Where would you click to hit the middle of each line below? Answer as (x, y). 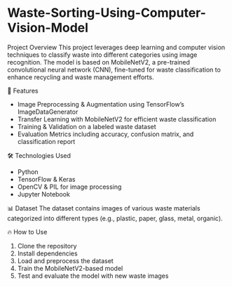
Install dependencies (48, 253)
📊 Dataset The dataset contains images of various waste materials (104, 208)
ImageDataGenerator (48, 112)
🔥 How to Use (27, 232)
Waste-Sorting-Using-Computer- (107, 13)
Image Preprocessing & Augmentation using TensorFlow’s (101, 104)
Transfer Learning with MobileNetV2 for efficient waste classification (117, 119)
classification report (46, 141)
